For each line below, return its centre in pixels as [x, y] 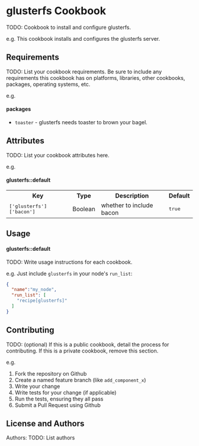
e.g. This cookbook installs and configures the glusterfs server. [83, 38]
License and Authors [45, 424]
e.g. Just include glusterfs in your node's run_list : [69, 273]
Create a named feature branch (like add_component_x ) [80, 380]
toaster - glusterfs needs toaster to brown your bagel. [81, 122]
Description [132, 195]
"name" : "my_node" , [34, 290]
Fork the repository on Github [51, 373]
